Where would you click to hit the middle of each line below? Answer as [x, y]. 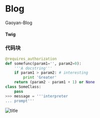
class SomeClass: [23, 87]
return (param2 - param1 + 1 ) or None [54, 82]
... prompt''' [20, 101]
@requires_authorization [31, 59]
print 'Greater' [40, 78]
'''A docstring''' [33, 68]
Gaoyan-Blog [19, 23]
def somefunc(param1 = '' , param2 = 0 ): [43, 63]
